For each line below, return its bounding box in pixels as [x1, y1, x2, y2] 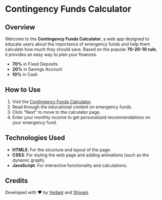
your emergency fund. [12, 119, 57, 125]
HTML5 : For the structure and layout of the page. [12, 147, 111, 152]
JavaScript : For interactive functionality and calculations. [12, 162, 128, 168]
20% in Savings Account [12, 66, 62, 72]
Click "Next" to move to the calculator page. [12, 109, 101, 115]
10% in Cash [12, 72, 38, 77]
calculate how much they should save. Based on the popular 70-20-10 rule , [5, 47, 158, 52]
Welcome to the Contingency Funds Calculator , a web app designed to [5, 36, 150, 42]
